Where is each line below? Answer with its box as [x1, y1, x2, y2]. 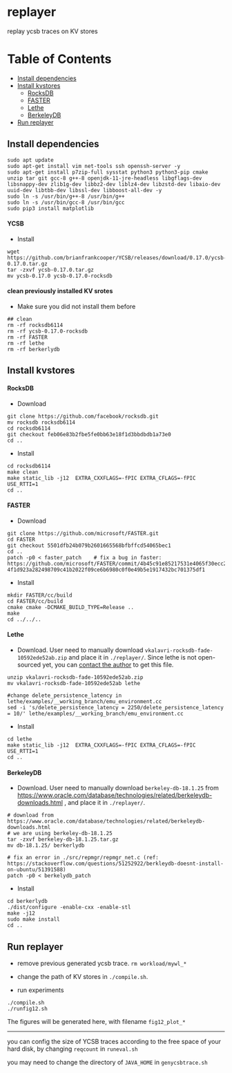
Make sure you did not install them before [17, 302, 136, 311]
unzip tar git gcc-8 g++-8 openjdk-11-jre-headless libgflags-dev [7, 174, 202, 182]
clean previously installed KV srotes [7, 287, 113, 295]
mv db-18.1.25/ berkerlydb [7, 842, 85, 849]
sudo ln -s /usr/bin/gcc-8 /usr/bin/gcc [7, 198, 126, 206]
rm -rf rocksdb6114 [7, 322, 64, 329]
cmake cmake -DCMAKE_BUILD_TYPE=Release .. [7, 604, 135, 610]
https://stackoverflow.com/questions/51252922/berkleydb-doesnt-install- [7, 860, 224, 868]
